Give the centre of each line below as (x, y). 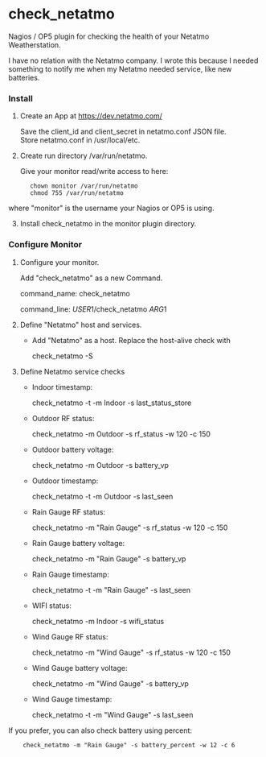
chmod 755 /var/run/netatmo (77, 193)
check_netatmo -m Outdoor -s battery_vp (100, 465)
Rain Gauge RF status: (69, 511)
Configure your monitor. (59, 262)
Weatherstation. (35, 44)
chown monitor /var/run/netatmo (84, 186)
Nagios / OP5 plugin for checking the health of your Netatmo (109, 36)
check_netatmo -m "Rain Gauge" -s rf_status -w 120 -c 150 (130, 527)
